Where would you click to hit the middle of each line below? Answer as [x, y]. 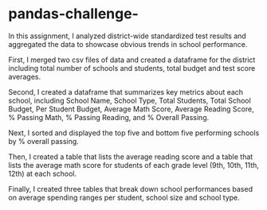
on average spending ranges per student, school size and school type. [124, 197]
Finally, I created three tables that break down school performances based [131, 189]
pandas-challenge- [74, 14]
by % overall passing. [44, 141]
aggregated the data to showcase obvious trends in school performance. [128, 44]
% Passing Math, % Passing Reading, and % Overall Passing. [109, 117]
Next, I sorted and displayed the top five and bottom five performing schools [134, 133]
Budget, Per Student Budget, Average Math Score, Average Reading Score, [131, 109]
